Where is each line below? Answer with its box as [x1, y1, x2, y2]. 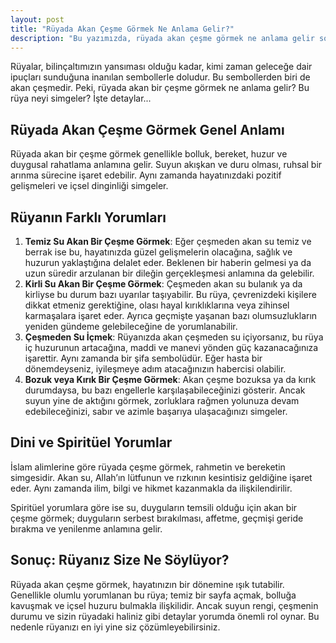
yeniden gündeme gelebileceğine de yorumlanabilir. [24, 321, 238, 332]
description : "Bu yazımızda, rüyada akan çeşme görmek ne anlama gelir [10, 33, 315, 43]
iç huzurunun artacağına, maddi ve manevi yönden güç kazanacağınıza [24, 342, 319, 353]
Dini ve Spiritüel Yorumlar [10, 434, 173, 451]
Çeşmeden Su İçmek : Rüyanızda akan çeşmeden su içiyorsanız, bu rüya [24, 331, 324, 343]
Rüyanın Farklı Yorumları [10, 209, 167, 226]
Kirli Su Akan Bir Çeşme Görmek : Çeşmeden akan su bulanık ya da [24, 278, 303, 290]
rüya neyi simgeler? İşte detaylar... [10, 92, 152, 105]
